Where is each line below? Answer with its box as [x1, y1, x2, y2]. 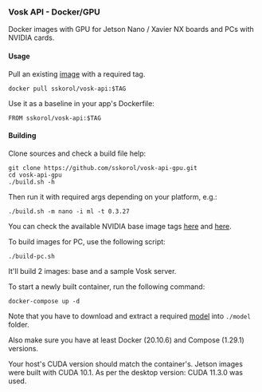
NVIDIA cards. [8, 33, 55, 42]
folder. [8, 319, 29, 329]
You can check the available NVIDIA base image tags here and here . [8, 221, 233, 231]
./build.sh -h [8, 178, 56, 186]
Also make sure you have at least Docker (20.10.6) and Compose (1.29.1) [8, 335, 244, 345]
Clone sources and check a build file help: [8, 148, 147, 158]
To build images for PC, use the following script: [8, 236, 166, 246]
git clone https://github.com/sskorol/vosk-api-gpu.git [8, 164, 197, 172]
